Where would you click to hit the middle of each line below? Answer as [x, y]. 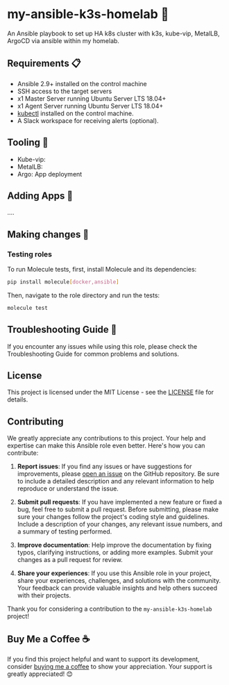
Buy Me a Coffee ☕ [49, 639]
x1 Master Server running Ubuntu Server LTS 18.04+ [92, 98]
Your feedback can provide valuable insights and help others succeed [117, 588]
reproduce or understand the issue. [68, 488]
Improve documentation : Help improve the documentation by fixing [114, 545]
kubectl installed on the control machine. [75, 113]
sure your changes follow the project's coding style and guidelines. [113, 517]
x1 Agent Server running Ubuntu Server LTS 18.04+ [90, 106]
